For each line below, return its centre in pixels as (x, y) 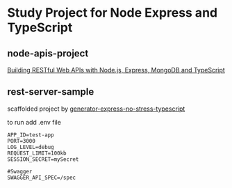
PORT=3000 (22, 141)
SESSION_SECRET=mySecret (43, 159)
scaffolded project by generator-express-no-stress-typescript (96, 109)
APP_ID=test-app (31, 135)
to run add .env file (34, 122)
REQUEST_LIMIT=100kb (37, 153)
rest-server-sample (51, 92)
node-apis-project (48, 53)
